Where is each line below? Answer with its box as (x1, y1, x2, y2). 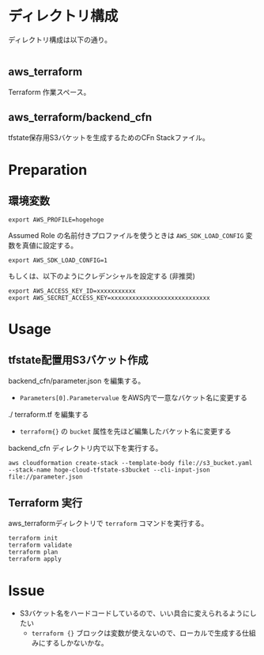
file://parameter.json (8, 472, 83, 481)
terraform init (8, 535, 58, 543)
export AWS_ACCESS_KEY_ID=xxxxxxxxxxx (8, 286, 136, 295)
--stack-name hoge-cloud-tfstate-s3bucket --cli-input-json (8, 466, 211, 474)
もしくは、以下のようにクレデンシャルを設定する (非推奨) (8, 271, 196, 281)
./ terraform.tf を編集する (8, 409, 89, 419)
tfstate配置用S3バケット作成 (8, 354, 149, 367)
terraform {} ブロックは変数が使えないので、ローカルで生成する (31, 628, 243, 638)
